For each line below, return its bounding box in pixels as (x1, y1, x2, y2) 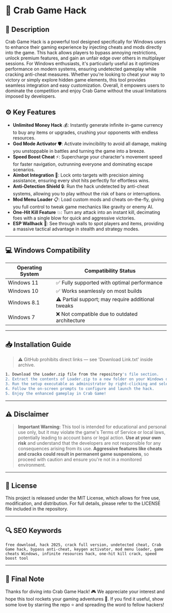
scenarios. (12, 166, 35, 172)
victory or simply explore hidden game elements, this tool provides (5, 77, 146, 83)
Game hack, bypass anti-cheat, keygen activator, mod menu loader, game (5, 547, 164, 552)
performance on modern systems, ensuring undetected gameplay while (5, 66, 157, 72)
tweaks (56, 302, 74, 309)
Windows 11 (8, 279, 38, 286)
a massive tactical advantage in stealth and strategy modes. (12, 226, 140, 232)
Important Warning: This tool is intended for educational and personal (17, 423, 166, 430)
